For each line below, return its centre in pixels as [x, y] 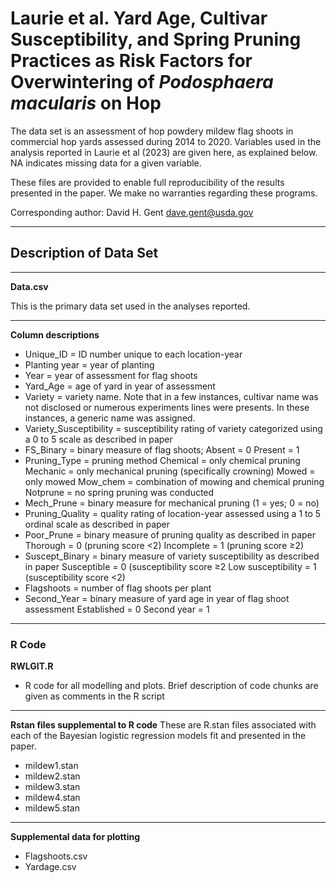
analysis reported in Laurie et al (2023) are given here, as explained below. [164, 152]
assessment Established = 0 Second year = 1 [117, 609]
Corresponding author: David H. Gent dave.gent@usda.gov [132, 212]
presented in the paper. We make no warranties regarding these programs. [164, 193]
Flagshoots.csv [56, 856]
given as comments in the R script [94, 696]
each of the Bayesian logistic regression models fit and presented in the [158, 736]
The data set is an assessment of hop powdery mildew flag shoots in [152, 131]
